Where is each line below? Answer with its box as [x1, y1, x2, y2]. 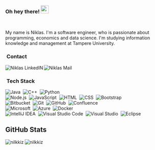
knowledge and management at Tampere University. [5, 40, 115, 46]
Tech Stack [6, 77, 35, 84]
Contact [6, 53, 27, 60]
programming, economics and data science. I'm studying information [5, 35, 150, 41]
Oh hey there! [5, 8, 40, 15]
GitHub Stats [5, 126, 47, 134]
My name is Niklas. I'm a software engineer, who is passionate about [5, 30, 149, 36]
